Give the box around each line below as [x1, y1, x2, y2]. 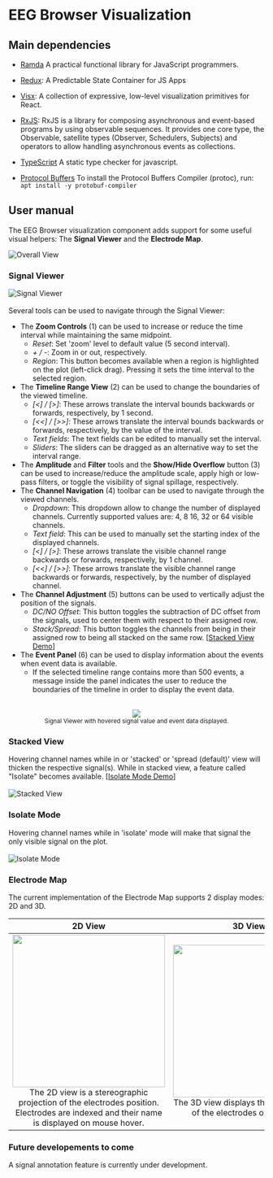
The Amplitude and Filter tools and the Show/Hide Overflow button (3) [19, 460, 261, 469]
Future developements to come [8, 1141, 134, 1153]
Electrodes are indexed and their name [15, 1107, 162, 1118]
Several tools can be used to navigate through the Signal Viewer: [8, 306, 225, 316]
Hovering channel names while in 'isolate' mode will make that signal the [8, 827, 251, 837]
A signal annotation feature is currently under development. [8, 1160, 208, 1170]
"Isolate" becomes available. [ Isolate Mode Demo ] [8, 771, 176, 782]
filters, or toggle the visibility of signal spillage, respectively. [38, 478, 239, 487]
